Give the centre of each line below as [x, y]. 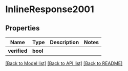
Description [65, 42]
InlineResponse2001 [50, 9]
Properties [23, 28]
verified [18, 51]
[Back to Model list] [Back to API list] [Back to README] [64, 63]
